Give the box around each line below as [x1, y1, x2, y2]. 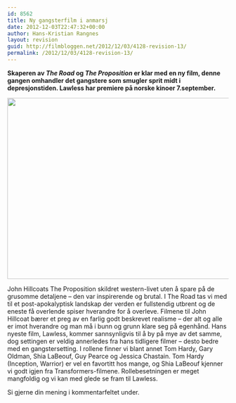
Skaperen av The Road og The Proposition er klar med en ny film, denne [7, 68, 221, 77]
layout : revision [7, 37, 58, 44]
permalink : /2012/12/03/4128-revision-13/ [7, 50, 133, 57]
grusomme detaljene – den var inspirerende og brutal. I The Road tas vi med [7, 292, 227, 300]
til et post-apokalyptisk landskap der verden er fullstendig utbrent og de [7, 300, 216, 308]
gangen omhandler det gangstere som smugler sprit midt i [7, 76, 181, 84]
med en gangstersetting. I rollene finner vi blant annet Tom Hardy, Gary [7, 344, 214, 352]
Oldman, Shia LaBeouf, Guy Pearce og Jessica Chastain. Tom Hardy [7, 352, 204, 360]
